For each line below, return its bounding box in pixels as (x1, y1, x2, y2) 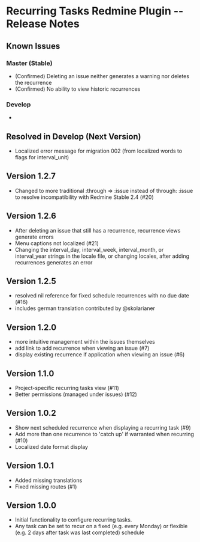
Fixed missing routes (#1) (14, 483, 77, 490)
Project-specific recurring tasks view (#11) (14, 385, 119, 392)
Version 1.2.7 (6, 171, 56, 181)
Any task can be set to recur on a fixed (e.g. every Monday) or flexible (14, 523, 188, 530)
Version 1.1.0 (6, 368, 54, 379)
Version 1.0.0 (6, 501, 57, 511)
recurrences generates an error (14, 258, 93, 266)
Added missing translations (14, 477, 83, 484)
